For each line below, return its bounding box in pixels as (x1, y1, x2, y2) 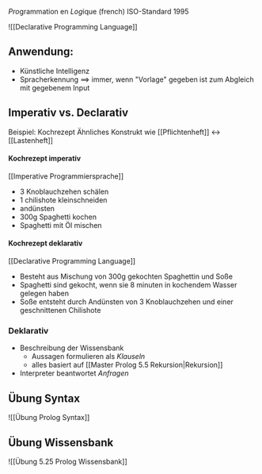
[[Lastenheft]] (8, 135, 54, 145)
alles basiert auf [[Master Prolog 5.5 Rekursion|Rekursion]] (31, 360, 223, 370)
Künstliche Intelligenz (19, 66, 89, 75)
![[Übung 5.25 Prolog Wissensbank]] (8, 457, 128, 466)
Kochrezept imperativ (8, 154, 82, 164)
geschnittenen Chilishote (19, 306, 101, 315)
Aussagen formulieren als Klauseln (31, 352, 146, 361)
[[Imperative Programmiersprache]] (8, 171, 124, 181)
